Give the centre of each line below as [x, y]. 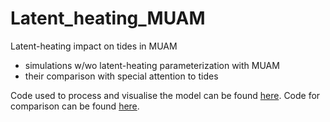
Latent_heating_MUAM [108, 18]
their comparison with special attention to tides [121, 76]
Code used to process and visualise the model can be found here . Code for [165, 95]
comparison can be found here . [75, 106]
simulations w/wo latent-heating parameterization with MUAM [152, 65]
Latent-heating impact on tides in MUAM [94, 46]
